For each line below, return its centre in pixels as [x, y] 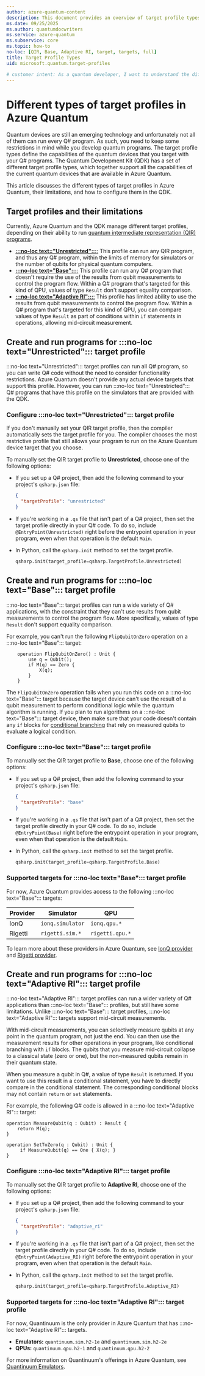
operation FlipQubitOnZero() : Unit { [67, 654]
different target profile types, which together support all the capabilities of [99, 167]
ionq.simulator [63, 923]
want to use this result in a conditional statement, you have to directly [94, 1081]
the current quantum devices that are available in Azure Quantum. [89, 174]
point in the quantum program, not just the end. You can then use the [93, 1036]
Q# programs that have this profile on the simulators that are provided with [100, 392]
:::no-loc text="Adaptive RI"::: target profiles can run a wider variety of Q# [99, 998]
